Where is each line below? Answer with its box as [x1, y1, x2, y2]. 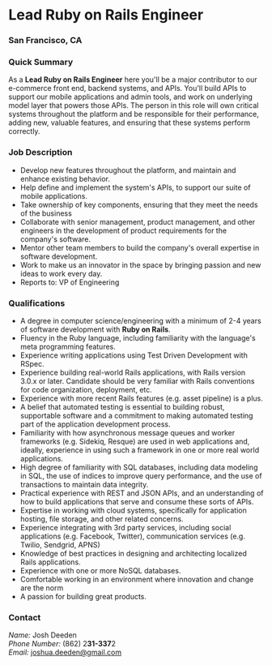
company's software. [19, 234, 91, 244]
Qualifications [8, 298, 66, 309]
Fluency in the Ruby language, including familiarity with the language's [19, 333, 257, 342]
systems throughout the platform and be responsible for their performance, [8, 109, 259, 119]
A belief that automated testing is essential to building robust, [19, 402, 225, 411]
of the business [19, 208, 73, 218]
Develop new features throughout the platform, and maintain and [19, 165, 236, 175]
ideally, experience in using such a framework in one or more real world [19, 445, 260, 455]
